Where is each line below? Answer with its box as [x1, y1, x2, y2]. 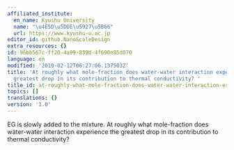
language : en [7, 56, 45, 63]
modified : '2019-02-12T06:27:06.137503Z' [7, 62, 130, 69]
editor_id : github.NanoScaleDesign [7, 36, 111, 43]
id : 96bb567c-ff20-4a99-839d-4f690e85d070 [7, 50, 132, 57]
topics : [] [7, 88, 39, 95]
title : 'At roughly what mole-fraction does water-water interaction [7, 68, 214, 75]
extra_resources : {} [7, 43, 68, 50]
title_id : [7, 82, 36, 89]
